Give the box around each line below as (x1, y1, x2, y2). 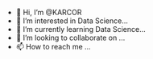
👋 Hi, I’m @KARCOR (15, 8, 82, 17)
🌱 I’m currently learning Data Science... (15, 25, 147, 33)
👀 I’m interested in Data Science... (15, 16, 129, 26)
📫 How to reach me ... (15, 42, 91, 51)
